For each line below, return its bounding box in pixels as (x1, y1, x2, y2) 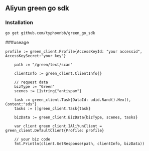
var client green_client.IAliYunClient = (14, 123, 102, 128)
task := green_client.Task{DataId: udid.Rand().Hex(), (14, 97, 131, 102)
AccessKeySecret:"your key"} (5, 53, 66, 58)
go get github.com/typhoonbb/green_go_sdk (5, 30, 95, 36)
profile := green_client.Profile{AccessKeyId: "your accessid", (5, 49, 142, 54)
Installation (5, 19, 34, 26)
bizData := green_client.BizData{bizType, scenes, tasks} (14, 115, 138, 120)
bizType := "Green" (14, 84, 55, 89)
